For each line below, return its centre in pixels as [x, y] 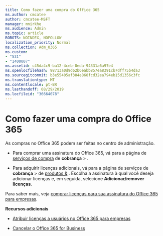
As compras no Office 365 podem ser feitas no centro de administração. [80, 143]
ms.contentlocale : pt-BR [31, 84]
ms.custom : [17, 52]
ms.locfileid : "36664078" [32, 94]
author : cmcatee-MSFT [28, 19]
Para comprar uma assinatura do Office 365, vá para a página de [79, 153]
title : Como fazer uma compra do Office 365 [52, 10]
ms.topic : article [24, 33]
